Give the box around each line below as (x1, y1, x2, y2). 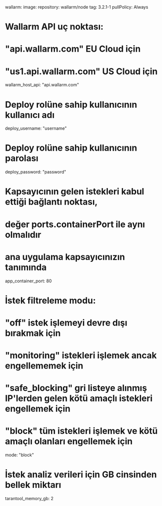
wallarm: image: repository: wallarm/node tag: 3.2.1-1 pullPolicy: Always (5, 4, 148, 10)
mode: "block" (5, 452, 34, 458)
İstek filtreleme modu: (5, 295, 96, 306)
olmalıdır (5, 229, 41, 240)
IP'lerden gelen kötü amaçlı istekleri (5, 393, 153, 404)
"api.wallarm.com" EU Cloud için (5, 43, 141, 55)
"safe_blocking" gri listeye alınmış (5, 383, 147, 394)
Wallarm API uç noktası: (5, 21, 104, 32)
